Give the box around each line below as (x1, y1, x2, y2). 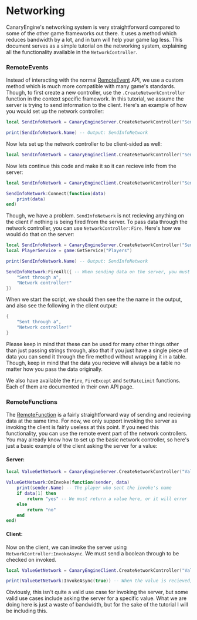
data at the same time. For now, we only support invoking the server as (6, 417, 178, 424)
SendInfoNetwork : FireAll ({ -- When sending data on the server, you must (6, 269, 191, 274)
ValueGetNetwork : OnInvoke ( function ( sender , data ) (6, 480, 130, 485)
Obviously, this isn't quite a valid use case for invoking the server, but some (6, 589, 189, 596)
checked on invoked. (6, 556, 57, 563)
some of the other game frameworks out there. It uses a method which (6, 29, 177, 36)
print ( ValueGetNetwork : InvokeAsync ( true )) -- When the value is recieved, (6, 578, 193, 584)
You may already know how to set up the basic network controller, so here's (6, 436, 189, 443)
